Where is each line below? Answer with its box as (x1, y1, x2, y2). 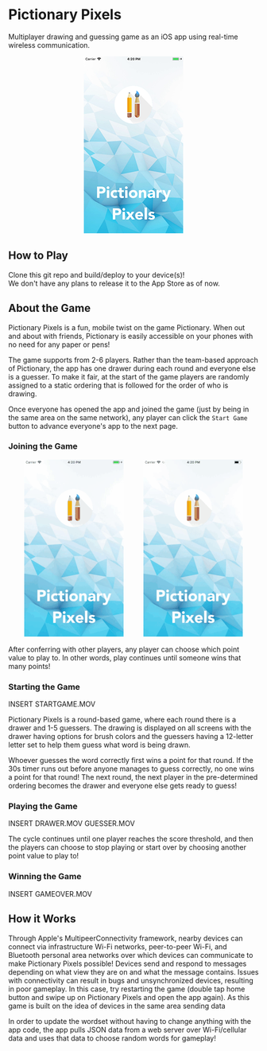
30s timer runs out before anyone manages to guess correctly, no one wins (8, 764, 255, 773)
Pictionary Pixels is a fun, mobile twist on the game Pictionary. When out (8, 322, 246, 332)
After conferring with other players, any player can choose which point (8, 644, 240, 654)
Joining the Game (8, 441, 78, 452)
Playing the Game (8, 801, 78, 812)
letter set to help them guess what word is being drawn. (8, 740, 191, 749)
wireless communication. (8, 40, 90, 49)
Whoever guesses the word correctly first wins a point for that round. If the (8, 756, 253, 765)
